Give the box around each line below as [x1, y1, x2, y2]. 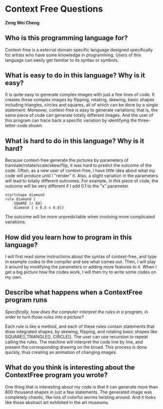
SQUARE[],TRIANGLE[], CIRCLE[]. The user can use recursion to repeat [5, 334, 148, 339]
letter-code [5, 123, 28, 128]
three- [138, 118, 151, 124]
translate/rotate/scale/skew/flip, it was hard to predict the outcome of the [5, 162, 152, 168]
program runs [5, 296, 48, 304]
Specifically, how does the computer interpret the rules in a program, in [5, 309, 148, 315]
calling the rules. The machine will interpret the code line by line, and [5, 339, 143, 345]
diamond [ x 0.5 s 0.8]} [14, 205, 64, 210]
